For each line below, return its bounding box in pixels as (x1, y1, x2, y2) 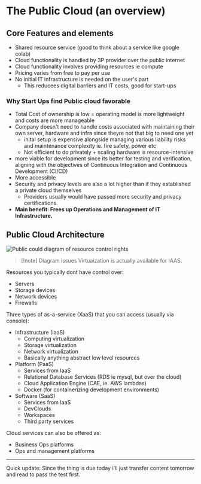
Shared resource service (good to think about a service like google (14, 44, 179, 51)
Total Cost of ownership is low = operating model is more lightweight (14, 111, 185, 118)
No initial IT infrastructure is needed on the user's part (14, 76, 149, 83)
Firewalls (14, 299, 37, 306)
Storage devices (14, 287, 56, 294)
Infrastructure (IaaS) (14, 329, 65, 336)
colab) (14, 50, 31, 57)
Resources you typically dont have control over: (6, 269, 124, 276)
